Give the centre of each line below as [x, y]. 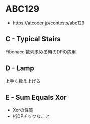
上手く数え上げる [23, 81]
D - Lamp [20, 68]
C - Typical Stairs [33, 39]
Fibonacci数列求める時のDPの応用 [41, 52]
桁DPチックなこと [31, 116]
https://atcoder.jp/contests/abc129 [49, 23]
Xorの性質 [23, 110]
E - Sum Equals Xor [36, 97]
